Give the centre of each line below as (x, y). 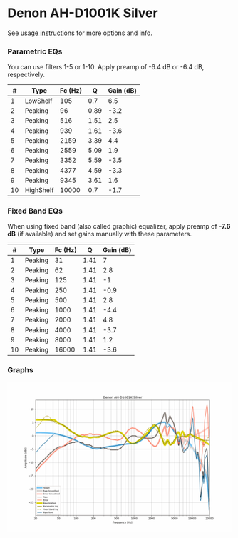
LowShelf (38, 101)
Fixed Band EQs (35, 211)
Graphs (20, 370)
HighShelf (39, 190)
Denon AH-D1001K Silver (83, 13)
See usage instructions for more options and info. (80, 33)
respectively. (26, 75)
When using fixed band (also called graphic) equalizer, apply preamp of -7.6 (119, 226)
